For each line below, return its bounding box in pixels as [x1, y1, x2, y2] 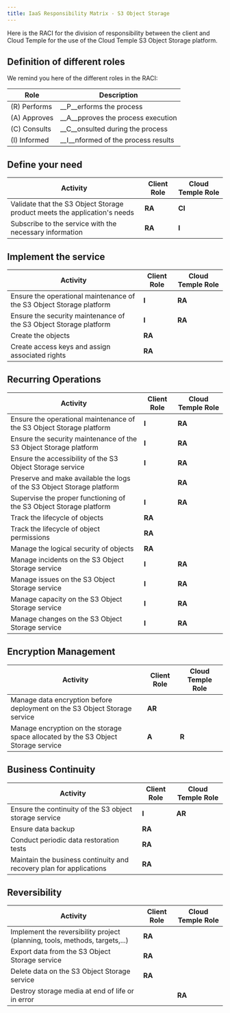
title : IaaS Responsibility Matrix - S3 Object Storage [7, 10, 170, 17]
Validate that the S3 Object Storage [10, 200, 124, 209]
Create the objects [10, 331, 71, 340]
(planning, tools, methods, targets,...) [10, 935, 129, 945]
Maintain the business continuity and [10, 855, 129, 864]
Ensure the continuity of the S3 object [10, 804, 132, 813]
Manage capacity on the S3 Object [10, 594, 123, 604]
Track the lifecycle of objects [10, 512, 104, 522]
